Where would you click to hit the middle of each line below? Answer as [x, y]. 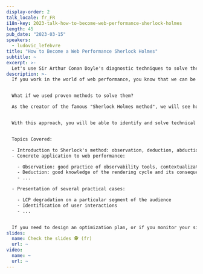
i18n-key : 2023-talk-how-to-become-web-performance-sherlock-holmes [94, 23]
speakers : [19, 40]
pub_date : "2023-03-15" [36, 35]
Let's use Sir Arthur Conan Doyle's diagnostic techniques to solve [100, 68]
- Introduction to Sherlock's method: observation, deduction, [93, 150]
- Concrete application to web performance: [69, 156]
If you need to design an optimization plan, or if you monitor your [101, 227]
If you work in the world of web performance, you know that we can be [104, 79]
